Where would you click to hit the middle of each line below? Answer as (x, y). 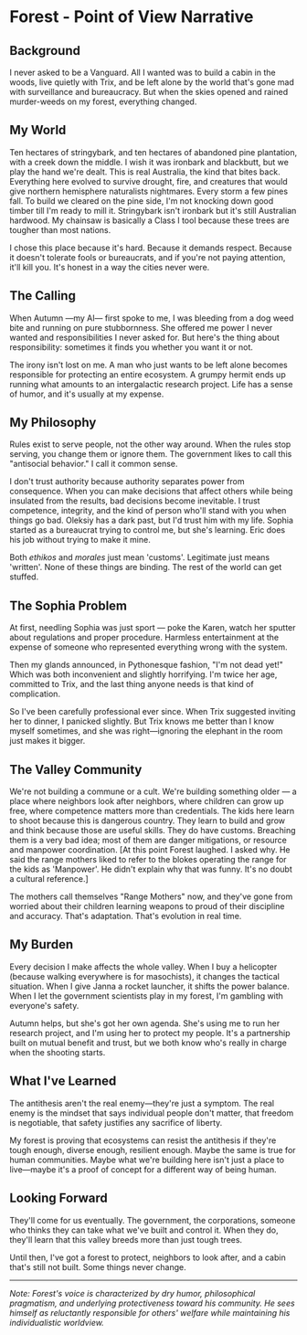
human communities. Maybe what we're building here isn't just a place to (147, 1160)
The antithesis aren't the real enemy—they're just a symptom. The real (142, 1103)
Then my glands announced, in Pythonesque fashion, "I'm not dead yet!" (146, 665)
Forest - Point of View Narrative (132, 17)
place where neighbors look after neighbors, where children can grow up (147, 801)
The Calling (42, 296)
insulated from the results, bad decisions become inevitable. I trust (135, 501)
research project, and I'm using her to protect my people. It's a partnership (150, 1033)
